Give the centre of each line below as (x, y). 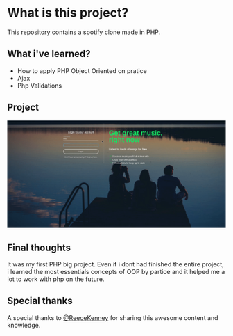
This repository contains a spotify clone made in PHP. (84, 32)
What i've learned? (49, 54)
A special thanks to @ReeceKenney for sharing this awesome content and (113, 317)
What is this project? (68, 13)
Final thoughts (39, 247)
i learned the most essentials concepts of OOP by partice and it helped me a (116, 271)
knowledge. (24, 325)
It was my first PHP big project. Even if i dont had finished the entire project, (115, 264)
